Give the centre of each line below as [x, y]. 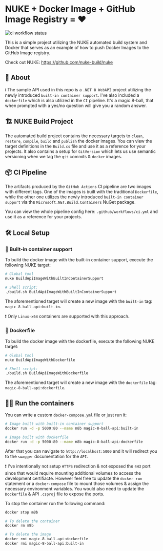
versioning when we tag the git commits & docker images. [64, 156]
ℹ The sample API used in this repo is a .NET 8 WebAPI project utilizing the [78, 89]
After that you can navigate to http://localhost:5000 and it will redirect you [81, 451]
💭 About [18, 77]
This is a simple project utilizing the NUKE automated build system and [76, 42]
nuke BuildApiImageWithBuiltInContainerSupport [54, 278]
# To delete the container [32, 521]
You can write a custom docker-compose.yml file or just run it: [66, 415]
